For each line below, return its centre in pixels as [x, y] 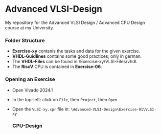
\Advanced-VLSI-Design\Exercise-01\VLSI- [114, 109]
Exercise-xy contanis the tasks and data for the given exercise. [76, 51]
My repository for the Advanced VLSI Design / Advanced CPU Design [75, 22]
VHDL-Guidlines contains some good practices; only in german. [77, 56]
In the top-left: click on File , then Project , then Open [65, 99]
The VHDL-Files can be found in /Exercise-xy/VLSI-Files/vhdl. [75, 62]
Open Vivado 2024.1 [32, 90]
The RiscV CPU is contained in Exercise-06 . [57, 67]
